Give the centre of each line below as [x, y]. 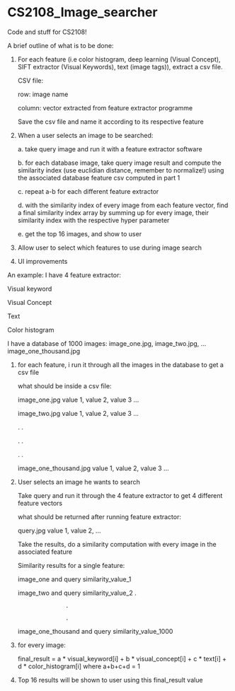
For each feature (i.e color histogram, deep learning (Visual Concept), [119, 59]
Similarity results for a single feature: [71, 565]
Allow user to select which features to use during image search [109, 248]
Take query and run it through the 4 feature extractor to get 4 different [120, 495]
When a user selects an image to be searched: [85, 135]
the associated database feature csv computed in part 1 [99, 178]
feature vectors [40, 503]
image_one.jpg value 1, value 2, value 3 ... [78, 400]
